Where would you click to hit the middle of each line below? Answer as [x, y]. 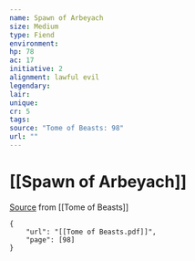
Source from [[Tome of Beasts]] [69, 207]
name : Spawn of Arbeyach [56, 18]
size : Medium [34, 26]
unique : [24, 103]
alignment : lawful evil [55, 78]
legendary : [30, 86]
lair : [20, 94]
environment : [34, 43]
